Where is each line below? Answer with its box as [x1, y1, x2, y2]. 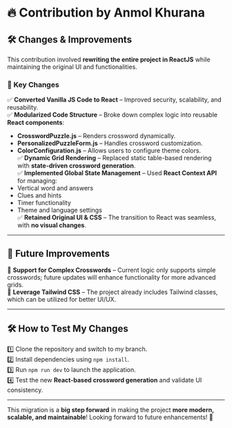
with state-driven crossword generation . [17, 162, 136, 170]
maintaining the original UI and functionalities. [7, 63, 138, 70]
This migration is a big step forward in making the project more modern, [7, 405, 214, 414]
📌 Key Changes [7, 79, 60, 89]
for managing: [17, 177, 57, 185]
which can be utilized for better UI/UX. [7, 295, 117, 304]
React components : [7, 119, 65, 127]
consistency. [7, 385, 43, 394]
